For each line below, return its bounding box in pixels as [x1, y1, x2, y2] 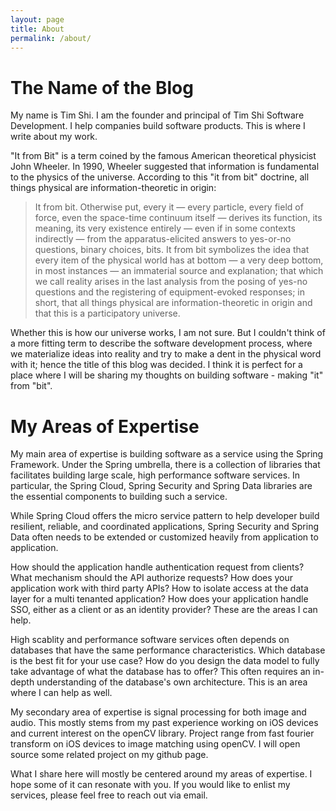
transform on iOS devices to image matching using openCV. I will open [10, 738, 301, 750]
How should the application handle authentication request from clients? [10, 561, 305, 573]
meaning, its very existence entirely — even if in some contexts [34, 222, 296, 235]
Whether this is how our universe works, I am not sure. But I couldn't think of [10, 327, 326, 339]
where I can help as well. [10, 687, 113, 699]
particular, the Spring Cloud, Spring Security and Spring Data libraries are [10, 480, 313, 492]
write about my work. [10, 131, 98, 143]
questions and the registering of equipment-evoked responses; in [34, 286, 305, 298]
